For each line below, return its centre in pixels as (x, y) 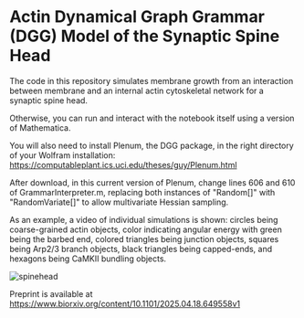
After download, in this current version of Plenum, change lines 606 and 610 (152, 182)
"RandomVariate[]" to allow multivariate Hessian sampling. (119, 202)
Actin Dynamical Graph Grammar (137, 17)
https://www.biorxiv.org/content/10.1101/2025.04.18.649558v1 (125, 303)
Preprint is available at (51, 293)
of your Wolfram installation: (63, 155)
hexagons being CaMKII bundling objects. (88, 259)
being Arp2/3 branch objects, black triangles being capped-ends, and (141, 249)
